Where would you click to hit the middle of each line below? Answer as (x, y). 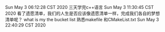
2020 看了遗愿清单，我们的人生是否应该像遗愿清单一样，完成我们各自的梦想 (82, 13)
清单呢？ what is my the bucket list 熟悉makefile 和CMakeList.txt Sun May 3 (82, 19)
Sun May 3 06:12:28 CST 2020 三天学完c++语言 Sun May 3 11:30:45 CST (80, 7)
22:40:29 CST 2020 (25, 25)
